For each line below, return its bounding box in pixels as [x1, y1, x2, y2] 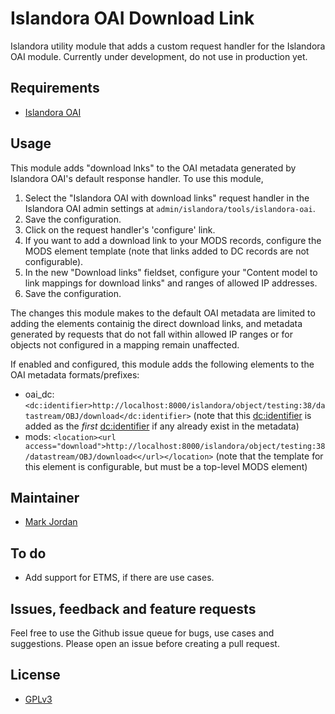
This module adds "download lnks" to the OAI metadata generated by [10, 162, 297, 174]
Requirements [10, 80, 100, 97]
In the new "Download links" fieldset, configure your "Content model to [24, 266, 318, 278]
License [10, 667, 61, 684]
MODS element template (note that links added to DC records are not [24, 245, 310, 257]
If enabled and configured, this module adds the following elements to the [10, 358, 315, 370]
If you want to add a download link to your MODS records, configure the [24, 234, 322, 246]
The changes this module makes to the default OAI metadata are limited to [10, 307, 316, 319]
